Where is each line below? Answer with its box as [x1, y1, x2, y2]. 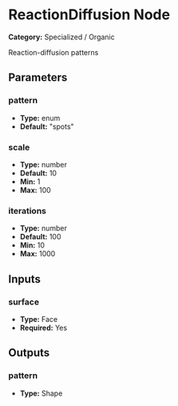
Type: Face [19, 314, 58, 324]
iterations [8, 205, 46, 216]
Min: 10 [19, 240, 45, 250]
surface [8, 296, 40, 308]
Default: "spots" [19, 122, 74, 131]
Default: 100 [19, 232, 61, 242]
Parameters [8, 70, 68, 85]
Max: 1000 [19, 249, 56, 259]
